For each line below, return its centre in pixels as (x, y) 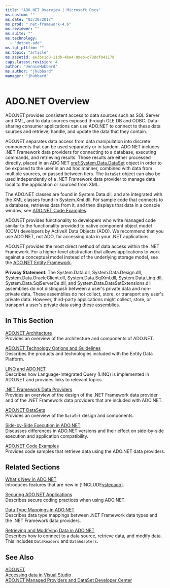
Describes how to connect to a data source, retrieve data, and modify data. (84, 536)
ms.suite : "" (19, 34)
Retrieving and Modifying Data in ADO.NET (50, 531)
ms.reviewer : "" (22, 29)
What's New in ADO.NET (31, 479)
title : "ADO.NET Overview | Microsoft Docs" (53, 10)
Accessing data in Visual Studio (38, 575)
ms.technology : (21, 39)
